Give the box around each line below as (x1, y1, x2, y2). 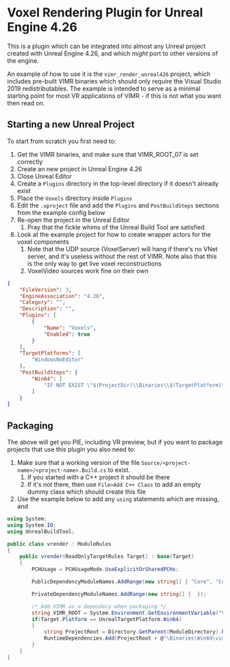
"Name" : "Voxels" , (43, 324, 97, 331)
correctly (16, 158, 43, 166)
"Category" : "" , (19, 299, 66, 306)
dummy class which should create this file (27, 488, 146, 496)
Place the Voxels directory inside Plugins (16, 194, 133, 202)
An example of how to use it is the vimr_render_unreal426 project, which (7, 70, 211, 78)
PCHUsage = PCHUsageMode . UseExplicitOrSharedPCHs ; (31, 566, 179, 573)
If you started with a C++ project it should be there (27, 473, 170, 481)
